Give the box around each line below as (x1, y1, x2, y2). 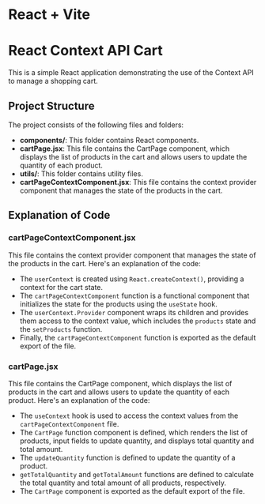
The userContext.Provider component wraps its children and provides (19, 307, 249, 317)
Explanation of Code (8, 209, 111, 222)
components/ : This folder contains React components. (19, 135, 199, 145)
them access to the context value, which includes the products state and (19, 316, 256, 325)
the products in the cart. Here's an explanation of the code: (8, 258, 201, 268)
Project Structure (8, 99, 95, 112)
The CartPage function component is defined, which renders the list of (19, 427, 248, 437)
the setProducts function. (19, 324, 103, 333)
